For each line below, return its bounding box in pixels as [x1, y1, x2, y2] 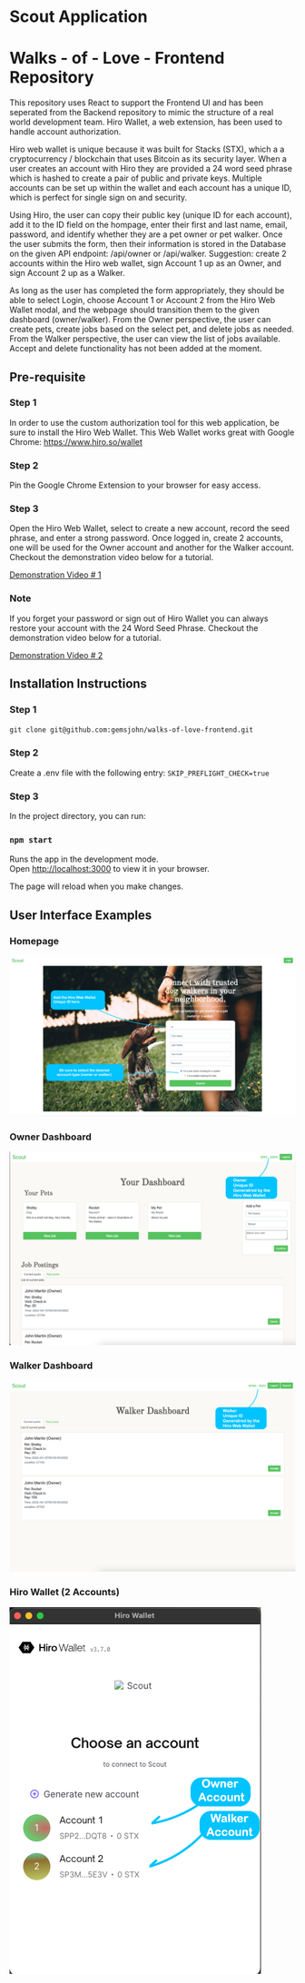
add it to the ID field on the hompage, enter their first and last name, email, [9, 220, 288, 231]
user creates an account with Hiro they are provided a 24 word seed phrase [9, 163, 293, 174]
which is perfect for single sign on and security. [9, 192, 188, 203]
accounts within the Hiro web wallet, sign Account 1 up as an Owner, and [9, 258, 281, 269]
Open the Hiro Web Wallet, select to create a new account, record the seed [9, 523, 290, 534]
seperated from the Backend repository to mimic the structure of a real [9, 107, 274, 118]
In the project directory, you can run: [9, 810, 146, 821]
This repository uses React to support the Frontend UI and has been [9, 97, 264, 108]
